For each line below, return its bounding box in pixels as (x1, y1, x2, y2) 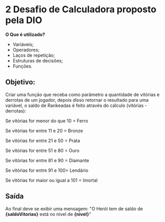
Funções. (12, 63, 33, 69)
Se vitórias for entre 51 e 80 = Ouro (5, 147, 79, 153)
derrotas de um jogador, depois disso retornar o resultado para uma (5, 97, 149, 103)
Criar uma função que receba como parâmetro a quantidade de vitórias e (5, 91, 160, 98)
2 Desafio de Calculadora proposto (5, 4, 157, 15)
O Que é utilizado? (5, 31, 45, 37)
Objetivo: (5, 78, 36, 86)
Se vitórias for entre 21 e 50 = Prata (5, 137, 80, 144)
